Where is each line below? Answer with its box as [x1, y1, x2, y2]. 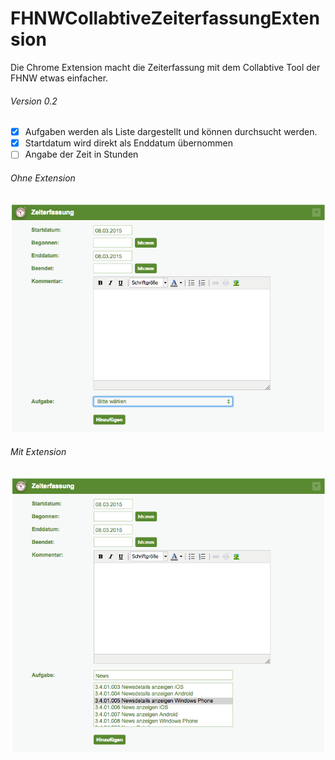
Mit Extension [10, 445, 67, 457]
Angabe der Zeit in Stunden [24, 148, 139, 161]
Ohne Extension [10, 172, 76, 184]
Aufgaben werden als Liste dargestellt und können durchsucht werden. [24, 126, 318, 138]
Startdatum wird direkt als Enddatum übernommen [24, 137, 233, 149]
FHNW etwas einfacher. [10, 72, 109, 84]
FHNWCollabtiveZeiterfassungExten [10, 7, 320, 30]
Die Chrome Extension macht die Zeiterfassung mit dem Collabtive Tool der [10, 61, 321, 73]
